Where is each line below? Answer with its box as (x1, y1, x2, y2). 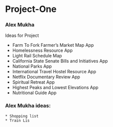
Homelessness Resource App (12, 47, 73, 53)
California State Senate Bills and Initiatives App (12, 58, 108, 64)
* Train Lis (5, 118, 30, 123)
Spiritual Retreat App (12, 79, 55, 85)
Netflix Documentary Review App (12, 74, 80, 80)
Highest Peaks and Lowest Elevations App (12, 85, 99, 91)
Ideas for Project (5, 32, 39, 38)
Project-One (5, 3, 57, 15)
